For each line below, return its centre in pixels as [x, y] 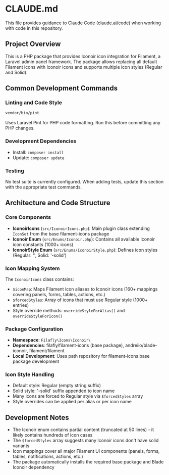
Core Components [28, 217]
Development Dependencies [41, 141]
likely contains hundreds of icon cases [52, 435]
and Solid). [16, 72]
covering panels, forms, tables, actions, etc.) [59, 294]
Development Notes [37, 417]
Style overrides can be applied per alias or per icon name [72, 402]
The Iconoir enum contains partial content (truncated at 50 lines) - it [83, 430]
